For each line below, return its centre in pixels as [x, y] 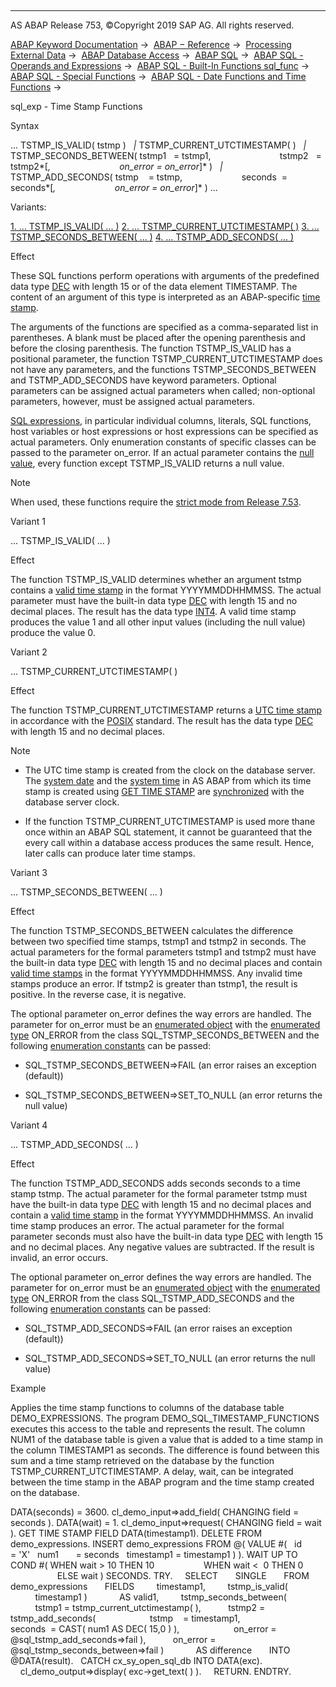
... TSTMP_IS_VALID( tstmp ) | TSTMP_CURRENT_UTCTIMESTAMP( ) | [158, 145]
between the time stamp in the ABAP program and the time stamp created [162, 1482]
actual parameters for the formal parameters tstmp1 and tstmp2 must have [163, 952]
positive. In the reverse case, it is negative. [98, 994]
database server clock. [72, 802]
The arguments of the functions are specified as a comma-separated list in [164, 327]
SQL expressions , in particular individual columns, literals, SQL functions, [161, 420]
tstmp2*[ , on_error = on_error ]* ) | [116, 166]
